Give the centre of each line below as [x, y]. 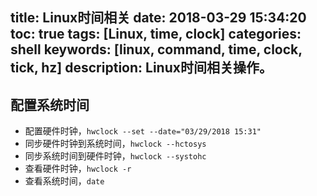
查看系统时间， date [64, 181]
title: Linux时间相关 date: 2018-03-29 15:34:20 [158, 18]
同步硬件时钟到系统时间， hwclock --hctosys [115, 144]
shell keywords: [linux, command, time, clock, [156, 49]
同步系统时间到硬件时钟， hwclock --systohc [115, 156]
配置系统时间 [50, 104]
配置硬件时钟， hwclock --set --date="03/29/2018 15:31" [143, 131]
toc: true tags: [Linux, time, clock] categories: [156, 34]
